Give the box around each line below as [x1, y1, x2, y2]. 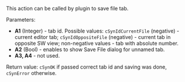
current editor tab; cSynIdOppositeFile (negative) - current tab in [14, 34, 171, 40]
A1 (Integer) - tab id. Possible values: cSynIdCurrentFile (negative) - [14, 27, 180, 34]
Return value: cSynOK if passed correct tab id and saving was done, [6, 63, 167, 70]
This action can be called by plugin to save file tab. [6, 5, 129, 12]
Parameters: [6, 16, 36, 23]
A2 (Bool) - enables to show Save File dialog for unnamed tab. [14, 46, 165, 53]
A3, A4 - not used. [14, 52, 60, 59]
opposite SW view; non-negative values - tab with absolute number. [14, 40, 179, 47]
